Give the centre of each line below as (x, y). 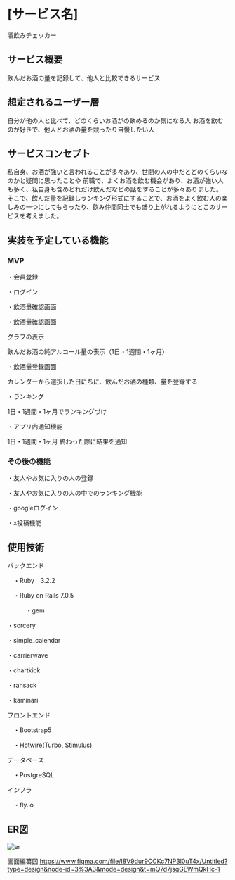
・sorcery (22, 626)
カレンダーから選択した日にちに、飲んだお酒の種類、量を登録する (102, 382)
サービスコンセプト (49, 153)
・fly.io (23, 805)
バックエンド (26, 566)
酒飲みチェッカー (32, 35)
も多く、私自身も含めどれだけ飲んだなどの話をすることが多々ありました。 (115, 189)
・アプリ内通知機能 (35, 427)
